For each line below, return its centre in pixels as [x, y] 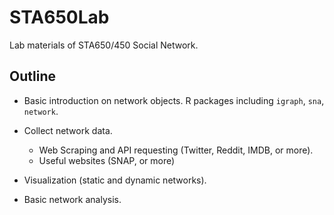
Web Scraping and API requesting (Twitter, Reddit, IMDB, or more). [176, 150]
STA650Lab [59, 17]
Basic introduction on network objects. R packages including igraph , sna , [174, 100]
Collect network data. [68, 130]
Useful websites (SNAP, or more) [107, 160]
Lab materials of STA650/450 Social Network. [104, 45]
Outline [32, 76]
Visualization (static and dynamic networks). [115, 180]
